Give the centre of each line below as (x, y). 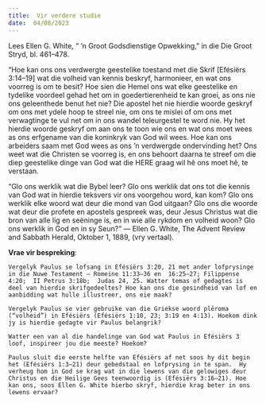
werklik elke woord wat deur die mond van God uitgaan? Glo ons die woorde (133, 203)
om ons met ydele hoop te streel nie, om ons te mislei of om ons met (120, 111)
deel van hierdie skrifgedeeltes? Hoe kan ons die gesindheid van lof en (133, 288)
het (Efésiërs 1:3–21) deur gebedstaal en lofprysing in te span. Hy (127, 364)
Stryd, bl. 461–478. (39, 54)
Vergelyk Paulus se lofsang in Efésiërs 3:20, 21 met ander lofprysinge (131, 267)
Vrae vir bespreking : (42, 252)
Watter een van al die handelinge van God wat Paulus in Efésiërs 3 (124, 336)
